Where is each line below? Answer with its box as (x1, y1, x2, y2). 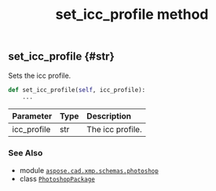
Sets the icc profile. (8, 71, 71, 80)
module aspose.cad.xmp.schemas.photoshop (19, 165, 159, 174)
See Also (8, 148, 43, 159)
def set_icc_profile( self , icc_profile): (8, 86, 146, 94)
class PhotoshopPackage (19, 174, 96, 183)
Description (86, 111, 132, 122)
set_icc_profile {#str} (8, 50, 115, 64)
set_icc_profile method (55, 6, 209, 24)
